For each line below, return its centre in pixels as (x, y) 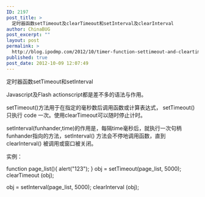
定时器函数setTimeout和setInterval (50, 81)
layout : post (23, 40)
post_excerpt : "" (28, 35)
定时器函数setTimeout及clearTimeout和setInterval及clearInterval (93, 23)
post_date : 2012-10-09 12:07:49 (47, 63)
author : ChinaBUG (28, 29)
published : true (27, 58)
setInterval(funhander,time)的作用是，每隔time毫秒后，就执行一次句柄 (94, 128)
